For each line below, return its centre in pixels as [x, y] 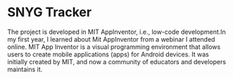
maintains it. [25, 69]
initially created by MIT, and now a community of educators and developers [117, 61]
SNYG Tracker [50, 12]
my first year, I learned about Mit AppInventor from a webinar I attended [111, 39]
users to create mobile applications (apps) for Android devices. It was [108, 54]
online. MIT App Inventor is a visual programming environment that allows [114, 47]
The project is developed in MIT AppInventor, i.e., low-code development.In [117, 32]
